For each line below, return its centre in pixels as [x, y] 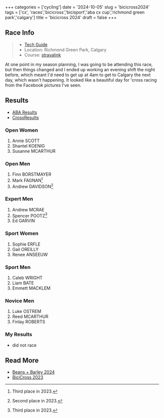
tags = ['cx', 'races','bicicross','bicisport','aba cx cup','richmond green [75, 12]
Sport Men [18, 267]
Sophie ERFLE [26, 244]
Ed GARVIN [23, 221]
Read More [22, 361]
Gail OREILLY [25, 249]
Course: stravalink [42, 55]
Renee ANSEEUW [30, 254]
